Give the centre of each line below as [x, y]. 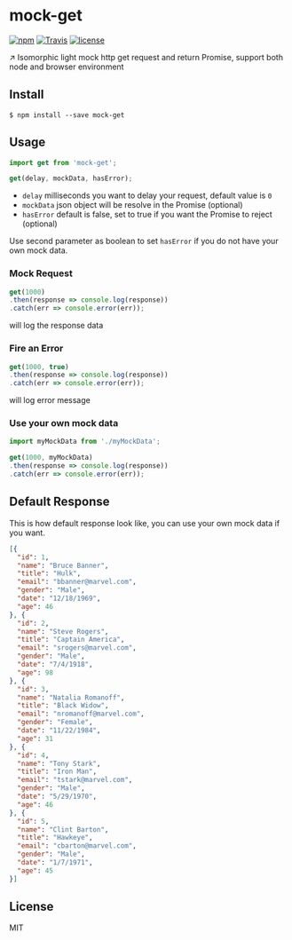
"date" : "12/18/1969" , [59, 599]
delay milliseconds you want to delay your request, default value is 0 [147, 195]
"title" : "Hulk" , [49, 573]
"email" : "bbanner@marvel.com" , [77, 582]
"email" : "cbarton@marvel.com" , [77, 846]
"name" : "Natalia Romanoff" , [71, 698]
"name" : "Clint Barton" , [63, 829]
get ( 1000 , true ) [39, 367]
